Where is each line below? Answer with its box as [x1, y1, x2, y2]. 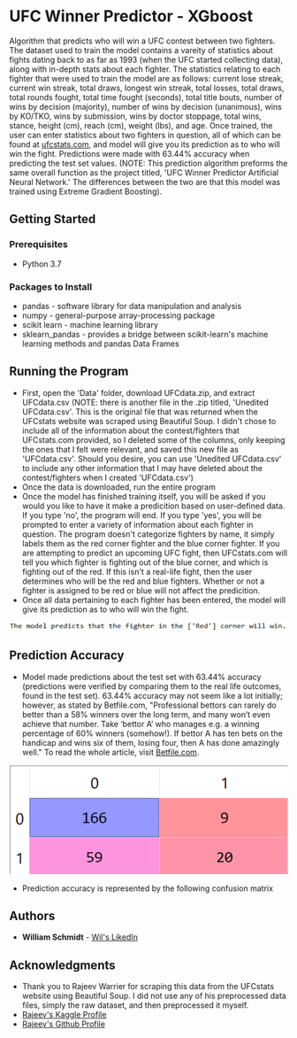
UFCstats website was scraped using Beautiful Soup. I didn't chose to [21, 415, 277, 426]
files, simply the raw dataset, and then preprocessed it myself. [21, 1000, 249, 1011]
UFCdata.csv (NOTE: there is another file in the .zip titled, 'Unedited [21, 397, 269, 407]
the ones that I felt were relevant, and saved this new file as [21, 444, 239, 454]
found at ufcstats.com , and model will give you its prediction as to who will [9, 139, 280, 150]
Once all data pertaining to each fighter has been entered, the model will [21, 594, 286, 605]
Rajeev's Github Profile [21, 1019, 106, 1029]
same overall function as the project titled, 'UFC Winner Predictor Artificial [9, 167, 279, 178]
